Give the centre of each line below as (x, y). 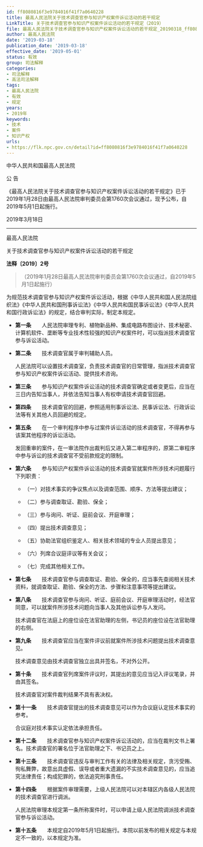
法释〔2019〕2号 (28, 263)
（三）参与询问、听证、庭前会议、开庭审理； (80, 515)
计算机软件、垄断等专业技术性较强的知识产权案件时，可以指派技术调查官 (105, 332)
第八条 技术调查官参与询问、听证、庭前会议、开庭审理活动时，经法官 (105, 599)
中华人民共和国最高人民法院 (41, 165)
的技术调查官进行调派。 (44, 797)
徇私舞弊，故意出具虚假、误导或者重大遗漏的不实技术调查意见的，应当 (102, 769)
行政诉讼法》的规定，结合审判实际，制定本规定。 (78, 312)
